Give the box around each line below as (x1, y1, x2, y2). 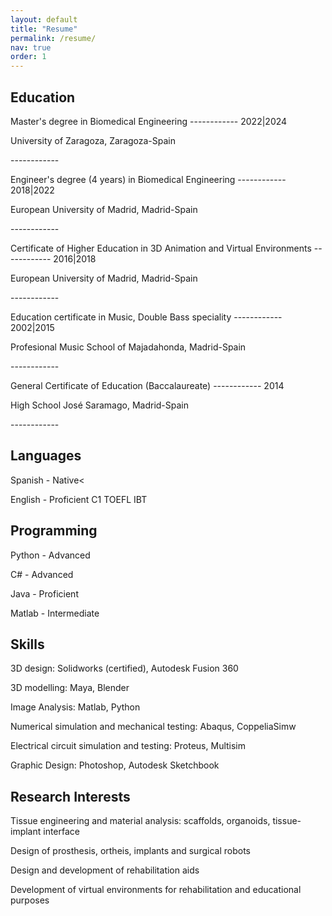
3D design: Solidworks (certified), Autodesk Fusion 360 (10, 662, 239, 675)
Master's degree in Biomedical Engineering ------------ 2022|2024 (10, 115, 288, 127)
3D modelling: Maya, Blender (10, 682, 130, 694)
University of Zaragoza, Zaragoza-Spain (10, 134, 177, 146)
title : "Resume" (10, 24, 78, 34)
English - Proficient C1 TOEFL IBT (10, 493, 148, 505)
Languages (10, 447, 82, 465)
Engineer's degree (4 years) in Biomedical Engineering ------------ (10, 173, 287, 185)
